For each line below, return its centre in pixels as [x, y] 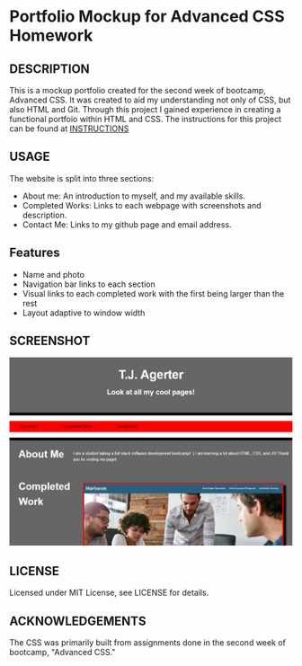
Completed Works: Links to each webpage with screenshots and [142, 205]
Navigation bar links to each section [89, 284]
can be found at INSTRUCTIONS [69, 129]
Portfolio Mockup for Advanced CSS [147, 17]
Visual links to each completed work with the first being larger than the [153, 293]
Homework [51, 36]
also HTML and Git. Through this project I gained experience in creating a [145, 109]
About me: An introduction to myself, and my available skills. [133, 196]
